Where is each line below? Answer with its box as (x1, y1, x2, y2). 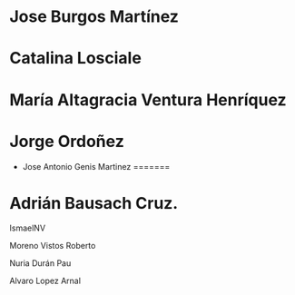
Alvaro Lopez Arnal (9, 275, 82, 287)
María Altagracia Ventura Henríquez (9, 89, 288, 110)
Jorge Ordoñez (9, 131, 124, 152)
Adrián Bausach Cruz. (9, 192, 179, 213)
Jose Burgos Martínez (9, 6, 180, 27)
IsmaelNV (9, 222, 46, 233)
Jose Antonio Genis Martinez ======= (22, 161, 171, 172)
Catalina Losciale (9, 48, 143, 69)
